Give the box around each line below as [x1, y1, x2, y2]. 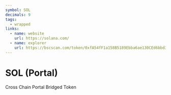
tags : [5, 17, 17, 22]
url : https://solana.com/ [14, 36, 70, 41]
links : [5, 26, 19, 31]
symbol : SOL [5, 7, 31, 13]
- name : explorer [10, 41, 47, 46]
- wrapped [10, 21, 31, 27]
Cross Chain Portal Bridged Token [5, 84, 76, 90]
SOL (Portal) [5, 67, 58, 79]
